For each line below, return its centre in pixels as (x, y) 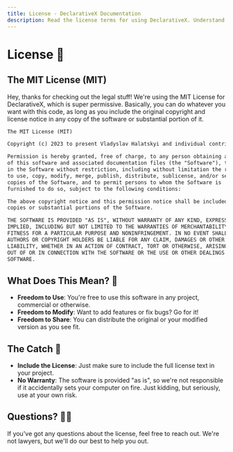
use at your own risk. (47, 395)
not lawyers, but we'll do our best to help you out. (78, 441)
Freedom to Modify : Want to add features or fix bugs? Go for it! (108, 312)
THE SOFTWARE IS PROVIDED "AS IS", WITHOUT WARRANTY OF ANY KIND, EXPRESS (118, 220)
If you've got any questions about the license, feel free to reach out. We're (113, 433)
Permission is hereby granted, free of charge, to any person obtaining (114, 157)
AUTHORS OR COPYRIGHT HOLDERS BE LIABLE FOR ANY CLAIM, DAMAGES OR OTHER (116, 240)
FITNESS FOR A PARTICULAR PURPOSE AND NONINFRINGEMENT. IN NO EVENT (108, 233)
